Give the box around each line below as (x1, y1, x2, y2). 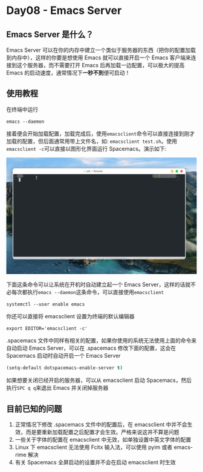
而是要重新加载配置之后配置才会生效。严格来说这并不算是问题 (25, 428, 179, 436)
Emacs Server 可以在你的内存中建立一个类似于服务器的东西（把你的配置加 (6, 47, 191, 53)
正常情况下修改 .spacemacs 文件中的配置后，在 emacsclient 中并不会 (14, 421, 187, 428)
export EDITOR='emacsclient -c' (6, 326, 88, 332)
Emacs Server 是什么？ (6, 29, 94, 39)
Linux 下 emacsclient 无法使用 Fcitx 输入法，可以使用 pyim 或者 (14, 444, 173, 451)
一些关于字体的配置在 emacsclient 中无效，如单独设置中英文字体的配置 (14, 436, 192, 444)
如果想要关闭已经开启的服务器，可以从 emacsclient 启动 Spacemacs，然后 (6, 376, 192, 384)
